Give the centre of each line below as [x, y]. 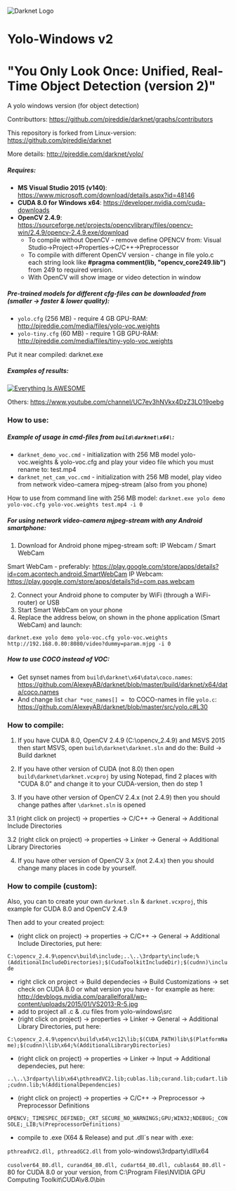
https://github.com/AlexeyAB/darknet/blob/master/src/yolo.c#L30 [113, 706]
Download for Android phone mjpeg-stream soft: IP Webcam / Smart [117, 545]
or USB [49, 602]
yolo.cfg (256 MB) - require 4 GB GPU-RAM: [83, 319]
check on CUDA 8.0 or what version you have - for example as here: [116, 989]
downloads [33, 210]
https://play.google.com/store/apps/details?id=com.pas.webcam [101, 581]
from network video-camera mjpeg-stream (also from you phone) [112, 484]
